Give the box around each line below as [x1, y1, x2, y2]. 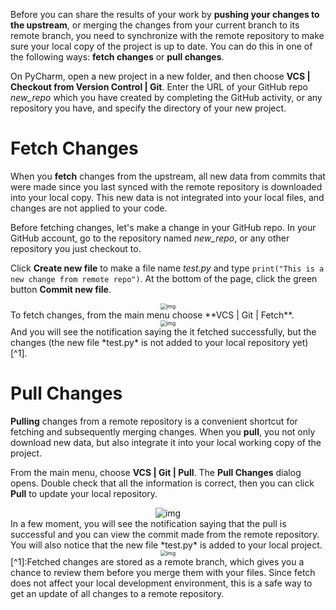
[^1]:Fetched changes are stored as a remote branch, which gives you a [10, 555, 305, 568]
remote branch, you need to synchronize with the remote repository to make [10, 30, 325, 41]
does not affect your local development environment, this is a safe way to [10, 577, 313, 589]
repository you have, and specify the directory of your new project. [10, 102, 287, 114]
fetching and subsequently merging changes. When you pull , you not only [10, 425, 316, 438]
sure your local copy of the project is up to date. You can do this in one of [10, 40, 313, 52]
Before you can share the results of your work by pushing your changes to [10, 9, 320, 20]
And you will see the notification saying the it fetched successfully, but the [10, 325, 317, 338]
